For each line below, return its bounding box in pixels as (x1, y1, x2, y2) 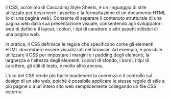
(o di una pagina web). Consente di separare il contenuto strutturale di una (5, 15, 162, 21)
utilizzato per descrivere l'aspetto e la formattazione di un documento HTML (5, 10, 166, 16)
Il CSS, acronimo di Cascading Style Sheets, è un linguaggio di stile (5, 5, 147, 10)
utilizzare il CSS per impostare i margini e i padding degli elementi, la (5, 52, 150, 58)
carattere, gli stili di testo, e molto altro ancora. (5, 63, 103, 69)
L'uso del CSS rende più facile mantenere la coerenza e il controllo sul (5, 73, 153, 78)
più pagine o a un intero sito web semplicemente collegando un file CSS (5, 83, 157, 89)
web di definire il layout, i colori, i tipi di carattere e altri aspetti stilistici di (5, 26, 158, 32)
